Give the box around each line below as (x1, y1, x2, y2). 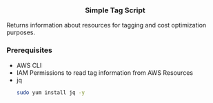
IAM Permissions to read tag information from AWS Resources (16, 68, 194, 77)
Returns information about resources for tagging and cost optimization (6, 21, 207, 30)
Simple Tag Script (85, 5, 145, 15)
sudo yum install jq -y (16, 89, 85, 96)
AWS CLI (16, 61, 42, 69)
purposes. (6, 28, 36, 36)
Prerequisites (6, 45, 52, 55)
